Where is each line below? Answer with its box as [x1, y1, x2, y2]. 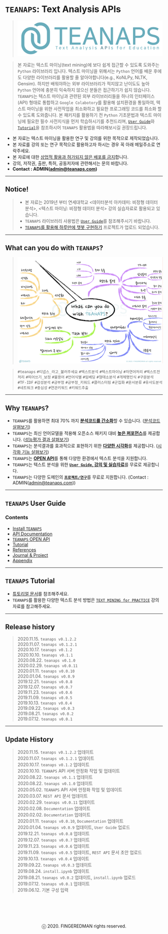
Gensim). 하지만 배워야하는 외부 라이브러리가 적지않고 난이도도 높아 [17, 80, 150, 86]
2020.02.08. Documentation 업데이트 [17, 806, 91, 812]
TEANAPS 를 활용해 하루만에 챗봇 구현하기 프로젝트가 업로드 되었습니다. [24, 224, 160, 230]
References [12, 547, 36, 553]
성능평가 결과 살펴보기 [24, 436, 68, 442]
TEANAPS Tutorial [5, 577, 55, 585]
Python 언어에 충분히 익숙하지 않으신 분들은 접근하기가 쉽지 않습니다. [17, 87, 151, 93]
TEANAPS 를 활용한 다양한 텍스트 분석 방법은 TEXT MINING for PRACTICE [12, 597, 150, 603]
